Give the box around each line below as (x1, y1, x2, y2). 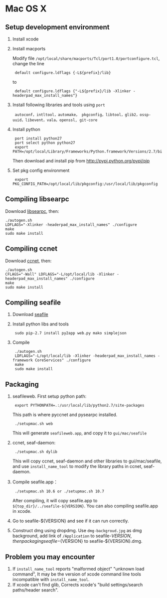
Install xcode (12, 36, 39, 42)
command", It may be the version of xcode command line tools (12, 571, 141, 577)
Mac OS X (5, 3, 47, 14)
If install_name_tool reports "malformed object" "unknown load (12, 566, 145, 572)
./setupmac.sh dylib (14, 449, 57, 454)
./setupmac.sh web (14, 422, 53, 427)
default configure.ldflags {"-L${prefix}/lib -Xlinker (14, 89, 131, 94)
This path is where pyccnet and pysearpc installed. (12, 412, 118, 418)
